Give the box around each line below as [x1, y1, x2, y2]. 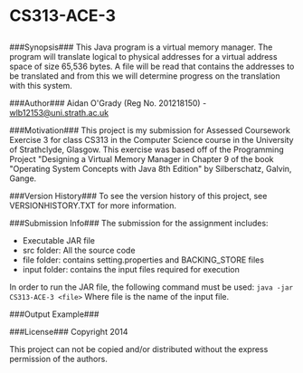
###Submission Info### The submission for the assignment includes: [9, 217, 269, 228]
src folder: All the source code [22, 244, 136, 255]
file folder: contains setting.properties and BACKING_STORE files [22, 254, 265, 265]
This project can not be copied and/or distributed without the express [9, 343, 269, 354]
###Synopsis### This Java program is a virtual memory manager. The [9, 42, 273, 53]
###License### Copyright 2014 [9, 326, 128, 337]
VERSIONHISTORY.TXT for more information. [9, 200, 177, 211]
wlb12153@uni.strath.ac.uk [9, 107, 109, 118]
